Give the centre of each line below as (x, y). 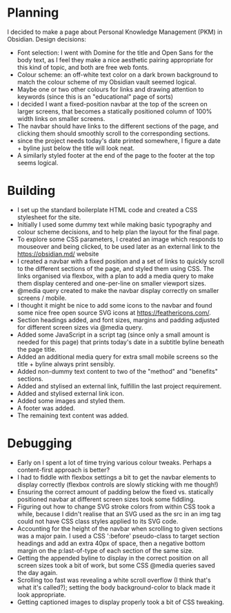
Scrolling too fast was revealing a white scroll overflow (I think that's (114, 580)
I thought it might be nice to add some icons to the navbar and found (114, 305)
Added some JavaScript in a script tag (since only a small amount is (113, 334)
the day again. (37, 572)
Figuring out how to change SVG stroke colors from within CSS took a (116, 507)
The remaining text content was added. (73, 415)
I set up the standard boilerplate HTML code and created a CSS (107, 209)
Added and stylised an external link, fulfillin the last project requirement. (119, 386)
